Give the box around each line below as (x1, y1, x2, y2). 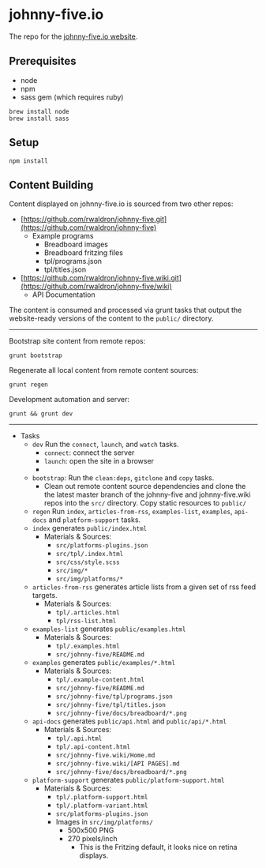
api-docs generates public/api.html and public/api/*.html (32, 716, 227, 726)
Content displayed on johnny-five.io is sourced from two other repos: (9, 199, 234, 209)
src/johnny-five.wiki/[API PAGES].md (55, 760, 180, 768)
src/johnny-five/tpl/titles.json (55, 701, 167, 709)
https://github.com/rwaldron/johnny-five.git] (23, 215, 167, 224)
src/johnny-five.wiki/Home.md (55, 752, 155, 760)
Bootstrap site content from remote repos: (9, 336, 146, 346)
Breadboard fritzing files (43, 248, 123, 257)
